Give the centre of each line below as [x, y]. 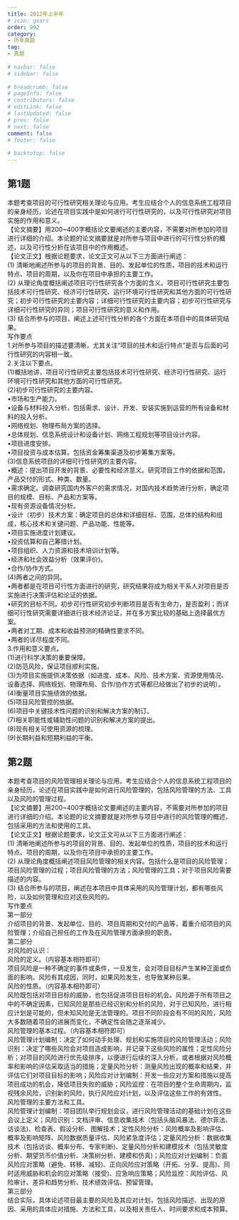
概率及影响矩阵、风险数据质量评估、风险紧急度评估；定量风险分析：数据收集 [119, 1137]
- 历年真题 [21, 41]
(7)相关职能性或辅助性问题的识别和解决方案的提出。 [83, 720]
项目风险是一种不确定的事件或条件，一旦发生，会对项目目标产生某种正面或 [116, 968]
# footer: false [31, 140]
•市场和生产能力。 [34, 398]
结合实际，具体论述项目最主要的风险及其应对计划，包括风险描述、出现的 [113, 1200]
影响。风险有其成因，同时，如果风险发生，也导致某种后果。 [107, 977]
